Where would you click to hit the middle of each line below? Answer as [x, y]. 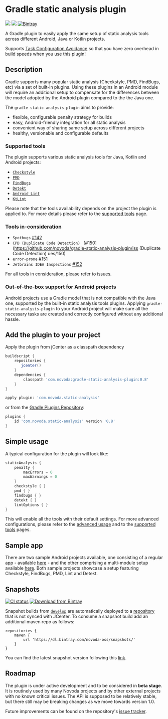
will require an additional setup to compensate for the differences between [82, 92]
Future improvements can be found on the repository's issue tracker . [76, 711]
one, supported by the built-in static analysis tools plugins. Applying [75, 303]
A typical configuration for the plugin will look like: [57, 454]
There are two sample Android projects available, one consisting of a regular [84, 558]
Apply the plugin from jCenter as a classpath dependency [65, 347]
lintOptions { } [31, 505]
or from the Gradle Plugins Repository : [45, 408]
